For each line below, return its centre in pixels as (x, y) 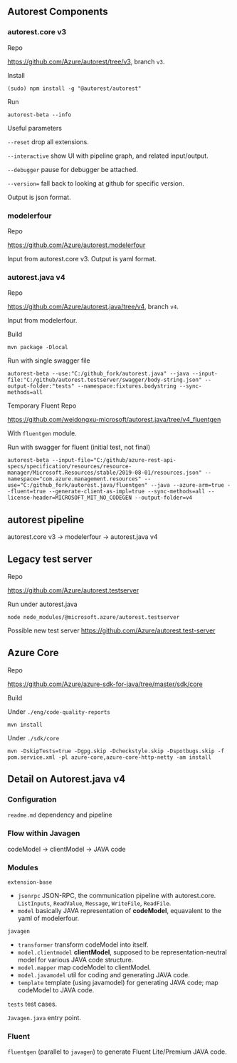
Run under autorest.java (42, 604)
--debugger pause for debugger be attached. (73, 169)
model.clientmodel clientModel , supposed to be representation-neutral (122, 952)
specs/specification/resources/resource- (70, 467)
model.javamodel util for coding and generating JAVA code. (104, 975)
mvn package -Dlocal (38, 348)
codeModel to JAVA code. (56, 990)
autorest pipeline (46, 519)
